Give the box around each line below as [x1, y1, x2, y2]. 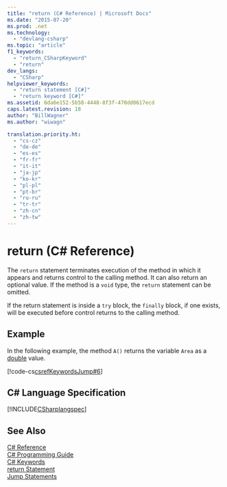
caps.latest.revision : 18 [7, 106, 81, 112]
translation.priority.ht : [7, 131, 81, 138]
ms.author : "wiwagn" [7, 118, 67, 126]
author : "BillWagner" [7, 112, 69, 119]
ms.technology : [7, 29, 51, 36]
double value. [7, 354, 46, 362]
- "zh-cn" [13, 207, 41, 215]
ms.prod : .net [7, 23, 48, 29]
